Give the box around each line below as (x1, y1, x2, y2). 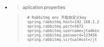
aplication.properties (22, 5, 66, 10)
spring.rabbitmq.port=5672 (27, 24, 84, 29)
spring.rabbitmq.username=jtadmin (27, 28, 99, 33)
